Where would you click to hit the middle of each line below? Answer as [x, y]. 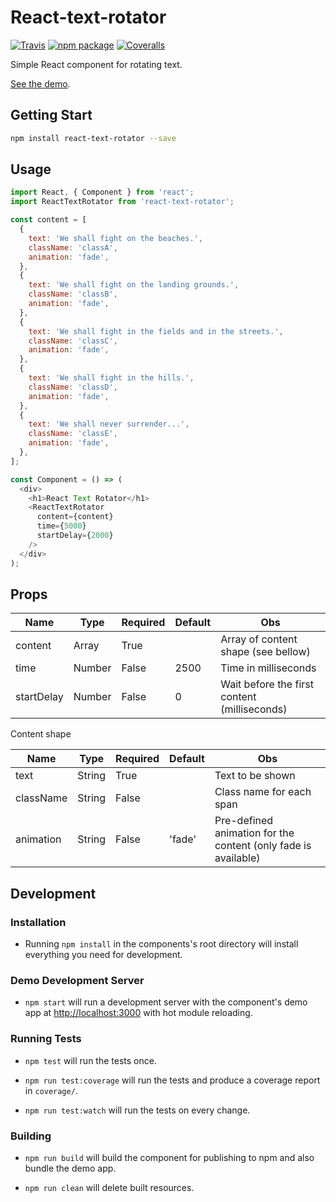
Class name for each [263, 792]
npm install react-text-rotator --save [93, 138]
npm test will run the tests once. [90, 1060]
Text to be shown [255, 776]
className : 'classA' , [73, 247]
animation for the [254, 833]
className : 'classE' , [73, 434]
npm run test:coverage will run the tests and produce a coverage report [172, 1080]
